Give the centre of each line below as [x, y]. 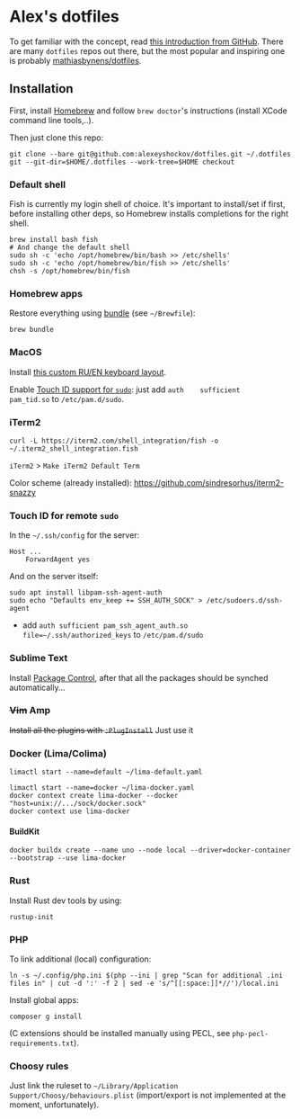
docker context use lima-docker [70, 811]
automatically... [37, 687]
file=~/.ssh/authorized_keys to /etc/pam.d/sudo [113, 635]
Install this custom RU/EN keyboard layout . [88, 372]
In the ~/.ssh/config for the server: [75, 535]
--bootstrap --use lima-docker [68, 858]
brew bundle [31, 330]
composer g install [46, 1016]
